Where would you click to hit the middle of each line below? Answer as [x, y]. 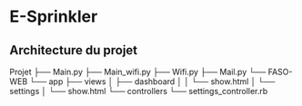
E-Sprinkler [54, 17]
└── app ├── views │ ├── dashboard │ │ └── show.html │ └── [152, 82]
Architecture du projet [74, 50]
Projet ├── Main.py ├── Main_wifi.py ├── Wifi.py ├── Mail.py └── [138, 72]
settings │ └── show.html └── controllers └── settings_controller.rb [139, 91]
